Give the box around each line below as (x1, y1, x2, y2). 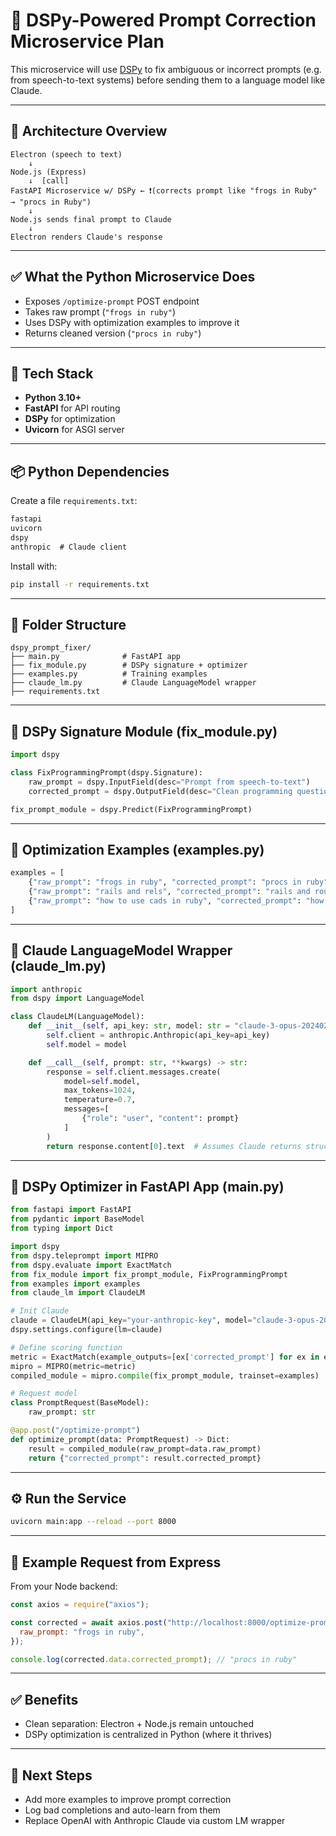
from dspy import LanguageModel (10, 994, 145, 1004)
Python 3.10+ (24, 392, 82, 404)
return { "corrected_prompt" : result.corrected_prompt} (28, 1453, 262, 1463)
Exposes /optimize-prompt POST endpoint (24, 295, 200, 307)
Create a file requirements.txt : (10, 495, 138, 507)
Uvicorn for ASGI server (24, 424, 125, 436)
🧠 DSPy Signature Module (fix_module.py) (10, 723, 278, 740)
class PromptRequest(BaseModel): (10, 1398, 150, 1408)
